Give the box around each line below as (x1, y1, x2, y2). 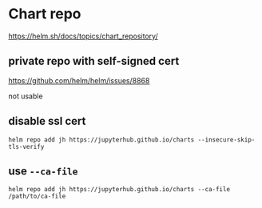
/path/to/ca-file (8, 193, 66, 201)
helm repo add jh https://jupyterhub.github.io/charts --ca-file (8, 186, 230, 194)
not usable (8, 91, 43, 101)
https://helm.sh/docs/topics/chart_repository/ (8, 31, 158, 41)
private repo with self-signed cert (8, 54, 180, 68)
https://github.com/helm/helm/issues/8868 (8, 75, 150, 85)
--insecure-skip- (197, 135, 256, 144)
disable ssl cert (8, 114, 86, 128)
